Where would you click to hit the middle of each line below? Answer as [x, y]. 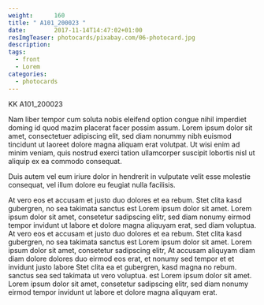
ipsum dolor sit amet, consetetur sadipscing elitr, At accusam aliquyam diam [132, 250]
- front [28, 60]
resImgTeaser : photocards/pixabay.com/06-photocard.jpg [102, 37]
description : [30, 45]
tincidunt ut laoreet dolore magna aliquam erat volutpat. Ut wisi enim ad [124, 144]
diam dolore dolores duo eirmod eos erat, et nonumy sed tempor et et [121, 259]
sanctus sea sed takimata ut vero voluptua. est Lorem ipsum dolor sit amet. [130, 275]
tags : [17, 52]
